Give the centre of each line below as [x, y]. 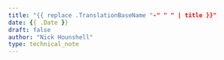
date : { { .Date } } [38, 23]
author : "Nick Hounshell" [50, 37]
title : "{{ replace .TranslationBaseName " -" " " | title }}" [112, 15]
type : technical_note [44, 44]
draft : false [30, 30]
